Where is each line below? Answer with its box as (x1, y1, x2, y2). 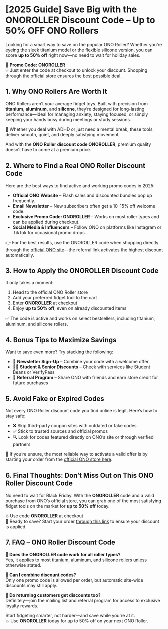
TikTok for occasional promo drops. (12, 229, 86, 235)
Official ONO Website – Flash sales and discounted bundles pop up (12, 192, 152, 198)
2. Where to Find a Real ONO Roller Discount (5, 162, 146, 170)
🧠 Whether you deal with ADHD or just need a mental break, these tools (5, 126, 153, 132)
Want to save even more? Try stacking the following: (5, 349, 114, 355)
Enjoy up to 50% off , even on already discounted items (12, 305, 127, 311)
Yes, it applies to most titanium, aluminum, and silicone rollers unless (5, 557, 147, 563)
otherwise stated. (5, 562, 42, 568)
